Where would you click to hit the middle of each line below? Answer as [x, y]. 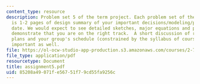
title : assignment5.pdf [36, 67]
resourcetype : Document [36, 61]
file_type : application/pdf [41, 56]
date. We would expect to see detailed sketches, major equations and [101, 28]
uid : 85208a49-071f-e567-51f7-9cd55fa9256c [61, 72]
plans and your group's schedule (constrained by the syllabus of [96, 39]
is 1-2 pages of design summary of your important [76, 22]
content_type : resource [36, 12]
